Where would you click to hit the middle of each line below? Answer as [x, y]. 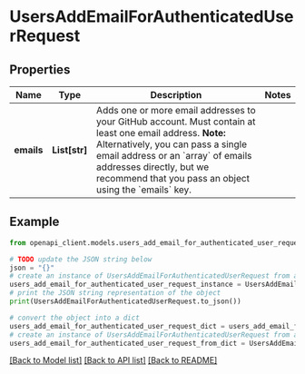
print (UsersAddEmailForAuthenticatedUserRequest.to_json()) [126, 301]
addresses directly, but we [153, 167]
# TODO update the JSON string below [81, 259]
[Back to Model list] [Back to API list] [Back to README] [113, 360]
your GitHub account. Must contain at [176, 122]
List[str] [70, 150]
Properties [40, 69]
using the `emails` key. [144, 190]
